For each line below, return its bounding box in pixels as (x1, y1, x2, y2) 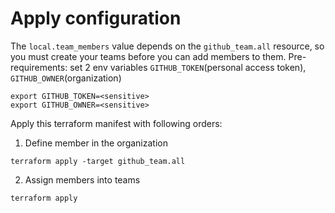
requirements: (10, 61, 68, 73)
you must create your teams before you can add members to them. (10, 50, 287, 62)
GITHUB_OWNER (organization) (10, 72, 122, 84)
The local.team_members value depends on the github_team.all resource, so (10, 40, 325, 52)
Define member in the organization (24, 137, 168, 149)
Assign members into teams (24, 173, 141, 186)
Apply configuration (10, 7, 182, 30)
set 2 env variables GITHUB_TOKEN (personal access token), (69, 61, 307, 73)
